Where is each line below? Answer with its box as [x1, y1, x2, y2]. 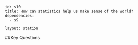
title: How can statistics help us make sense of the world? [5, 9, 134, 14]
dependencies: [5, 13, 34, 18]
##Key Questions [5, 35, 40, 40]
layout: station [5, 26, 38, 31]
